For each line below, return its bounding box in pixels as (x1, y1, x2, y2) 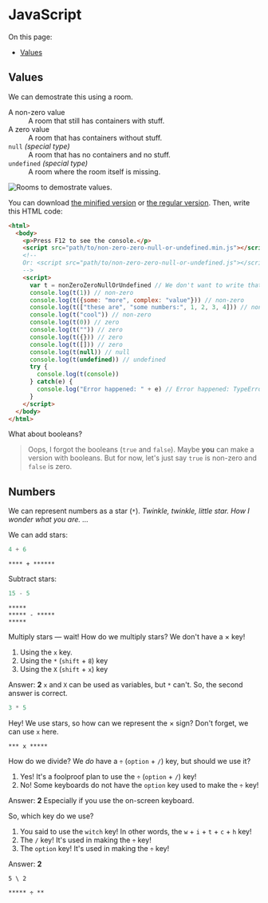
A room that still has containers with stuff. (28, 116, 165, 125)
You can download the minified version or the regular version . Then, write (8, 197, 250, 207)
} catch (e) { (29, 378, 73, 386)
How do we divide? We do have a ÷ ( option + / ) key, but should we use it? (8, 756, 251, 766)
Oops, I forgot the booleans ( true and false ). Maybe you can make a (27, 445, 254, 455)
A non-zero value (8, 107, 65, 117)
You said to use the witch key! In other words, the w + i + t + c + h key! (19, 826, 252, 836)
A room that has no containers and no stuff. (28, 149, 171, 159)
